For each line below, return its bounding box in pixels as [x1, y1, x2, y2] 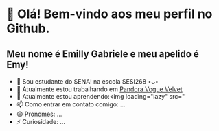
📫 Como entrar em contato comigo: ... [16, 100, 126, 108]
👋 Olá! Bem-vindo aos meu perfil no [6, 6, 213, 22]
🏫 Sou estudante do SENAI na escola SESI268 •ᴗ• [16, 78, 159, 85]
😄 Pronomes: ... [16, 110, 62, 118]
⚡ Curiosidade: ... [16, 118, 66, 126]
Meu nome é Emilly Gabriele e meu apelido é [6, 48, 200, 60]
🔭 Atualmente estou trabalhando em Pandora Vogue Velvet [16, 85, 183, 93]
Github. [6, 21, 50, 36]
